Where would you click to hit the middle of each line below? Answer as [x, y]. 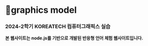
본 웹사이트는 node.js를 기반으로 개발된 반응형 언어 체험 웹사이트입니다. [74, 38]
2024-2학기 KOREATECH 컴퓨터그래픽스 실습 [58, 27]
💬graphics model [41, 10]
